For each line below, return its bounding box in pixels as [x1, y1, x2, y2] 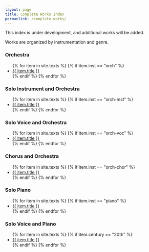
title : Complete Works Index [5, 12, 64, 17]
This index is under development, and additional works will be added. [5, 30, 145, 36]
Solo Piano [5, 187, 31, 194]
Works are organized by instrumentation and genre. [5, 39, 109, 45]
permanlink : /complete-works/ [5, 16, 67, 21]
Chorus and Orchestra [5, 153, 59, 160]
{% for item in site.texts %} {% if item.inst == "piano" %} [12, 198, 127, 203]
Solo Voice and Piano [5, 220, 56, 227]
